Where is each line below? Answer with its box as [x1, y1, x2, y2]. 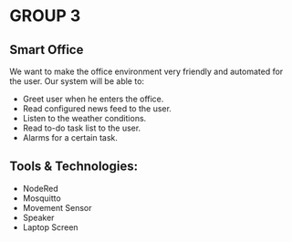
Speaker [22, 212, 55, 223]
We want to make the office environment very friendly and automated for [9, 66, 284, 77]
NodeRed [22, 183, 59, 194]
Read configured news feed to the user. [22, 103, 172, 114]
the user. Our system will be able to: [9, 76, 144, 87]
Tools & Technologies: [9, 159, 139, 174]
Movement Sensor [22, 202, 93, 213]
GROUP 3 [9, 5, 81, 26]
